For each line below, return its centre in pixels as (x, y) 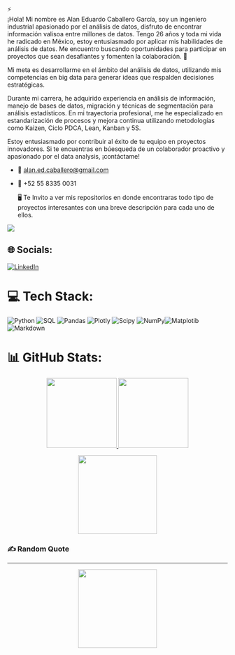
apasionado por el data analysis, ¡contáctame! (73, 156)
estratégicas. (26, 85)
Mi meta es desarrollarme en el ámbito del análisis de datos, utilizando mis (114, 70)
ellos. (25, 215)
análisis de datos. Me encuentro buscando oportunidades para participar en (117, 49)
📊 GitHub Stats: (55, 357)
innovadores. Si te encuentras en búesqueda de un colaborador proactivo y (116, 149)
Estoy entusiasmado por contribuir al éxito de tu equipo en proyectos (107, 142)
